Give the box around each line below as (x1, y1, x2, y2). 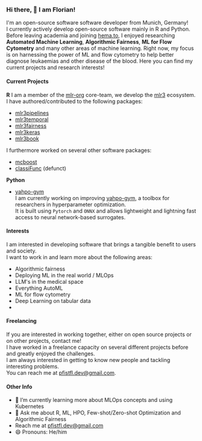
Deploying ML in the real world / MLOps (14, 271, 114, 279)
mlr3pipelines (14, 109, 49, 116)
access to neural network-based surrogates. (14, 213, 125, 220)
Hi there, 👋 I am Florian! (6, 5, 76, 14)
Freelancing (6, 317, 37, 325)
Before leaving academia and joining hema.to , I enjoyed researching (6, 32, 175, 39)
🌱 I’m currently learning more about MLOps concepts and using (14, 396, 173, 404)
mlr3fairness (14, 122, 47, 129)
